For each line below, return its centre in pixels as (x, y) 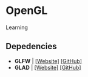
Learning (17, 27)
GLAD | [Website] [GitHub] (48, 67)
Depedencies (31, 46)
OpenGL (27, 11)
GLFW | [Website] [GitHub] (48, 61)
